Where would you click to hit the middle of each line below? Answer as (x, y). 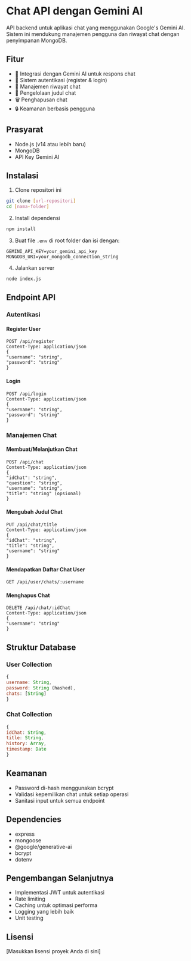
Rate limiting (30, 899)
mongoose (28, 840)
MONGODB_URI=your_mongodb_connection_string (62, 257)
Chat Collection (29, 715)
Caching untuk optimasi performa (56, 905)
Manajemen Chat (32, 435)
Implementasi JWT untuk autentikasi (59, 893)
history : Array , (26, 744)
